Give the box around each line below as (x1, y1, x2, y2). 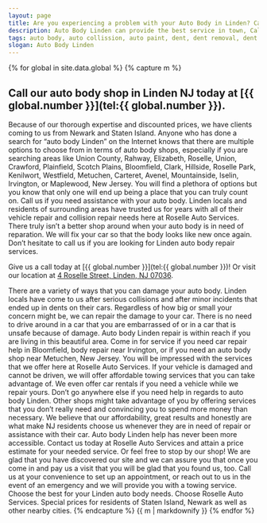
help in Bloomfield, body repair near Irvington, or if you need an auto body (8, 345, 251, 354)
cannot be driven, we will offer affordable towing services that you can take (8, 370, 256, 380)
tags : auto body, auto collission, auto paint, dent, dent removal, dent (8, 33, 258, 42)
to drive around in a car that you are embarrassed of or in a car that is (8, 319, 237, 329)
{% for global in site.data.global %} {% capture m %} (8, 63, 182, 72)
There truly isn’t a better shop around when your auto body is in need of (8, 221, 244, 231)
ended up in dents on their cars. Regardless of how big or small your (8, 302, 233, 312)
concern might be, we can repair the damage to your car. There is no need (8, 311, 253, 321)
